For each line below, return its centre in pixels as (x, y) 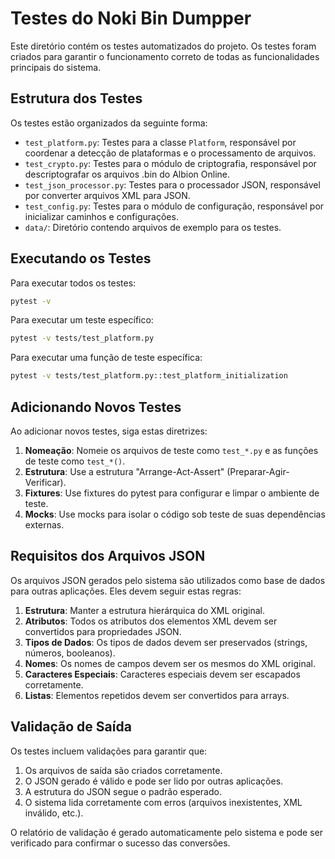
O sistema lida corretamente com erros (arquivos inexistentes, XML (163, 802)
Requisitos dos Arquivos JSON (108, 556)
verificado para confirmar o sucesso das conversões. (120, 843)
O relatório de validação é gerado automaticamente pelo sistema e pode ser (166, 832)
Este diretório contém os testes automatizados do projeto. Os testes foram (163, 46)
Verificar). (45, 482)
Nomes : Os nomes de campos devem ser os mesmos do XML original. (170, 663)
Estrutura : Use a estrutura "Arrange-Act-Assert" (124, 471)
